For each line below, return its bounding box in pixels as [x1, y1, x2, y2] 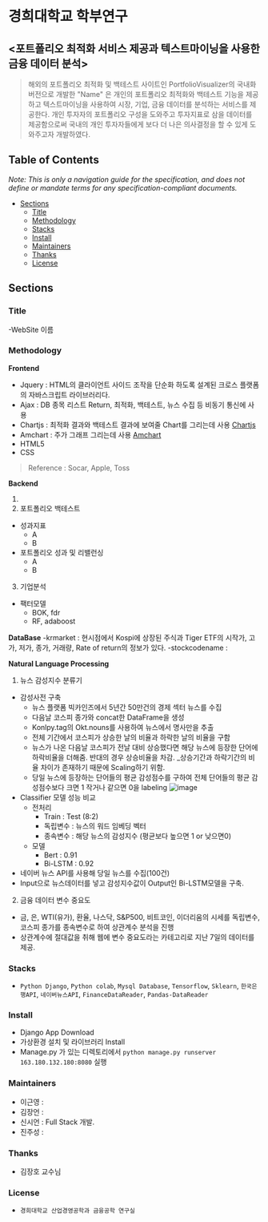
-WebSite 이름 [8, 325, 54, 334]
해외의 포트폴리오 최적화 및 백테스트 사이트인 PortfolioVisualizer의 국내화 [27, 79, 257, 89]
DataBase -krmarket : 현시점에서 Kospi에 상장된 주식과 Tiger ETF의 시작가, [8, 632, 247, 642]
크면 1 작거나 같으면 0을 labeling [66, 782, 168, 792]
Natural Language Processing [8, 659, 110, 668]
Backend [8, 478, 38, 488]
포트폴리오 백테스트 [19, 503, 81, 513]
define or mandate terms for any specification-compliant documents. [8, 183, 238, 192]
